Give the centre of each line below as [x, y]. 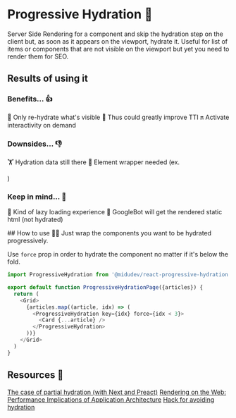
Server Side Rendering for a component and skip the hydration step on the [115, 34]
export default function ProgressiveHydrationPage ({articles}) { [105, 288]
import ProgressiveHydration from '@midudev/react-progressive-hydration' [119, 275]
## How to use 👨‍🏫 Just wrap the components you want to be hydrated [110, 233]
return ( [26, 294]
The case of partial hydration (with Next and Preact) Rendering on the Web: [117, 392]
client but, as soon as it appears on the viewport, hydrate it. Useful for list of [118, 41]
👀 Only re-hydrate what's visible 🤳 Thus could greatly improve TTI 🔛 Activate [118, 117]
